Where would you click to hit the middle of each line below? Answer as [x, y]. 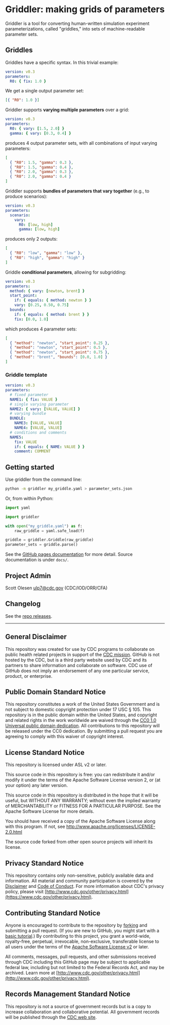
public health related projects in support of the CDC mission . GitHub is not [82, 654]
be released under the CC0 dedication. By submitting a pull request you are [84, 731]
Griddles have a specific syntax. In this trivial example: [62, 62]
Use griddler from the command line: [44, 480]
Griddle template [26, 375]
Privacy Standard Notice [45, 863]
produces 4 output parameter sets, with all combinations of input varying [81, 143]
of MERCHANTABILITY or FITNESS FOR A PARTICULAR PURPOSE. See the [83, 806]
